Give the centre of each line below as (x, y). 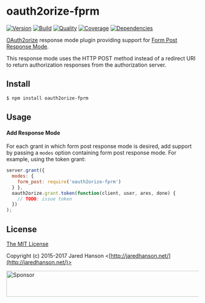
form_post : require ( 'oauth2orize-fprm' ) (69, 181)
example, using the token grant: (46, 159)
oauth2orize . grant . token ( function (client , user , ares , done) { (94, 193)
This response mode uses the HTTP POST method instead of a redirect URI (101, 58)
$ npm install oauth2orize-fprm (47, 98)
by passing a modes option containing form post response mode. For (92, 153)
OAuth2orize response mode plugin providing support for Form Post (92, 40)
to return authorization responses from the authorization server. (86, 65)
